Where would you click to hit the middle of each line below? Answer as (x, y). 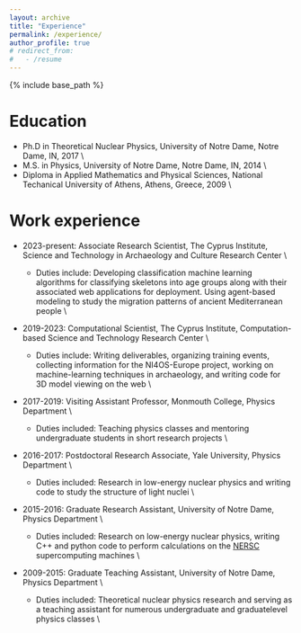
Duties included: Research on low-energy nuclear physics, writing (158, 536)
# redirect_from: (42, 51)
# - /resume (36, 59)
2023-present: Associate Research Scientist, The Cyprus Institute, (145, 245)
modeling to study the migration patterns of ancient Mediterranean (159, 301)
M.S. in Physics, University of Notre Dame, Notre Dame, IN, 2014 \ (144, 165)
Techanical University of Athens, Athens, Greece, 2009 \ (127, 184)
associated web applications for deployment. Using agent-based (155, 291)
